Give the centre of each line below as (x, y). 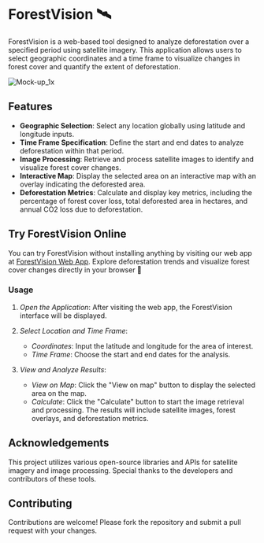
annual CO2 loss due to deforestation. (81, 209)
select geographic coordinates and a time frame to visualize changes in (124, 58)
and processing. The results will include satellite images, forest (134, 410)
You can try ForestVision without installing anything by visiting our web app (130, 253)
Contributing (40, 504)
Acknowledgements (59, 443)
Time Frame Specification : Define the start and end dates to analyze (132, 142)
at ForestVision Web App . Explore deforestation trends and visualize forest (129, 261)
